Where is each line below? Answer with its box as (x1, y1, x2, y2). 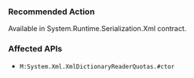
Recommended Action (8, 6, 96, 17)
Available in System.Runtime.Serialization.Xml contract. (8, 24, 187, 34)
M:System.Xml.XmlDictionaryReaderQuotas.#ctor (19, 62, 175, 70)
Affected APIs (8, 44, 63, 55)
